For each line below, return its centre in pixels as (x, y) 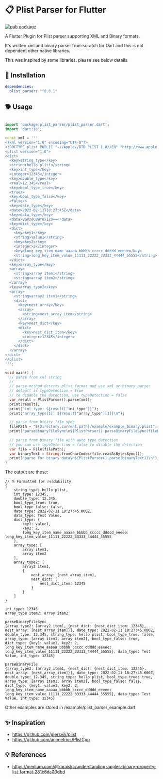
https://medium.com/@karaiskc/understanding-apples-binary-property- (84, 766)
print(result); (25, 404)
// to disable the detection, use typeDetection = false (68, 395)
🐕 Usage (19, 107)
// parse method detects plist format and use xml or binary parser (80, 386)
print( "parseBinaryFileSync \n (40, 431)
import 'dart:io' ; (24, 129)
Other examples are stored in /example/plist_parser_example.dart (70, 708)
